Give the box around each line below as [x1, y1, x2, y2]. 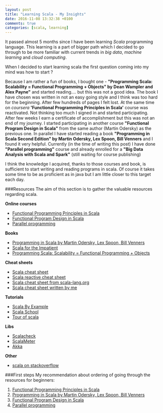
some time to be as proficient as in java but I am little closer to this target [5, 171, 151, 177]
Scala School [12, 309, 39, 315]
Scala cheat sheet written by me [12, 285, 77, 291]
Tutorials [5, 294, 23, 300]
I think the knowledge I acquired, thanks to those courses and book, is [5, 161, 146, 167]
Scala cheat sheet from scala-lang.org [12, 280, 89, 286]
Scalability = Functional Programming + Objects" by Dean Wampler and [5, 84, 153, 90]
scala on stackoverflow [12, 363, 59, 368]
